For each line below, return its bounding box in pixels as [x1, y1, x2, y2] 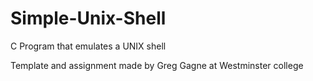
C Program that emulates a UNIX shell [10, 40, 167, 52]
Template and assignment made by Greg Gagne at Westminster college [10, 59, 304, 71]
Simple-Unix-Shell [10, 7, 167, 30]
